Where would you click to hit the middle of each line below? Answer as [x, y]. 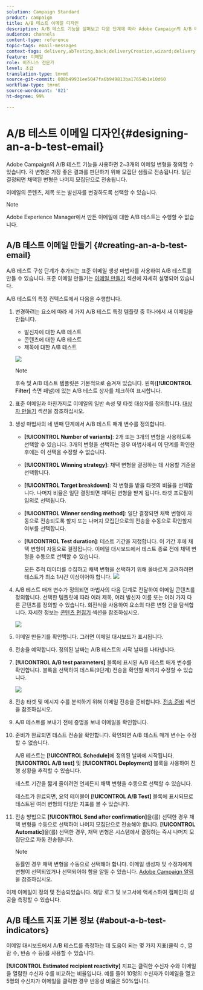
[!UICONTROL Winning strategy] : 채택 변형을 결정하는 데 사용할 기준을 [110, 464]
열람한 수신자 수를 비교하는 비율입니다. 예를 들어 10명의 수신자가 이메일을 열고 [104, 974]
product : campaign [29, 18]
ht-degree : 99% [25, 96]
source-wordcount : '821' [37, 91]
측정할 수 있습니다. [39, 899]
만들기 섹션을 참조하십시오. [53, 411]
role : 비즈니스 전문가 [30, 62]
